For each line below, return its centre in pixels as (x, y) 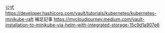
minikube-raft (20, 19)
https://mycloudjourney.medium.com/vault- (99, 19)
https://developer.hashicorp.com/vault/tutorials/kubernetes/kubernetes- (81, 13)
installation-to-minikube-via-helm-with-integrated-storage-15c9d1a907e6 (82, 25)
